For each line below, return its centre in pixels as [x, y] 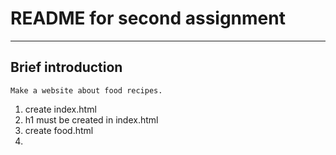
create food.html [59, 130]
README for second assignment [148, 18]
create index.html [60, 109]
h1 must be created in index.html [91, 119]
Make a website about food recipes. [86, 90]
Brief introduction [66, 67]
